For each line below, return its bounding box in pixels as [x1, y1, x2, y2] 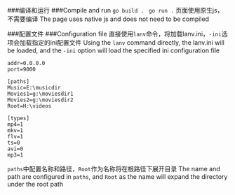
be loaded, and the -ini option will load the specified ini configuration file [7, 46, 220, 55]
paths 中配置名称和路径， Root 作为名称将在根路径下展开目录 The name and [7, 165, 220, 173]
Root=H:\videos [7, 103, 52, 110]
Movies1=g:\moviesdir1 [7, 90, 74, 97]
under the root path [7, 180, 64, 188]
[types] [7, 115, 30, 122]
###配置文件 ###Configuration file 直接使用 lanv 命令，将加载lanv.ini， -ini [7, 30, 222, 38]
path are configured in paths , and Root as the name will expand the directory [7, 173, 228, 180]
